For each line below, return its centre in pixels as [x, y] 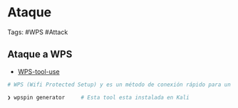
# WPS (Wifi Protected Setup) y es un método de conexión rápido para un [119, 85]
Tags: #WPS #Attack [38, 32]
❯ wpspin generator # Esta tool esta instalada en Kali [99, 97]
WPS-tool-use [38, 71]
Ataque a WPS [40, 54]
